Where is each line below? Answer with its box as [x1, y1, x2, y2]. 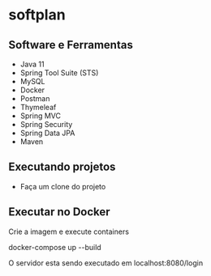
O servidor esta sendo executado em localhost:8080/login [8, 257, 204, 268]
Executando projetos [8, 160, 116, 174]
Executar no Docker [8, 205, 111, 219]
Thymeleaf [19, 103, 57, 112]
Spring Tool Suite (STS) [19, 68, 99, 78]
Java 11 [19, 59, 45, 69]
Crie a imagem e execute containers [8, 227, 130, 236]
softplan [8, 6, 67, 24]
